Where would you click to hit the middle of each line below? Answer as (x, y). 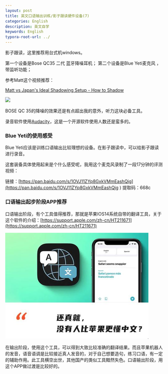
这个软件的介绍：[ (24, 220)
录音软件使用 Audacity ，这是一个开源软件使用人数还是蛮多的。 (69, 121)
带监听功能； (18, 69)
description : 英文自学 (27, 27)
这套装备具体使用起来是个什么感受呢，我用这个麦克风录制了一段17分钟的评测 (84, 164)
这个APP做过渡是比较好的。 (34, 366)
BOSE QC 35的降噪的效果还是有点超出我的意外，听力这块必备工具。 (75, 111)
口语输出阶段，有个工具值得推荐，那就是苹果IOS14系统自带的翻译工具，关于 (83, 214)
